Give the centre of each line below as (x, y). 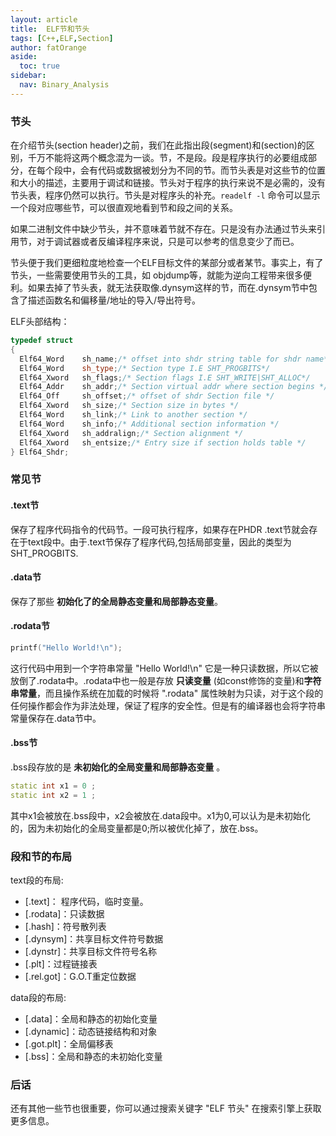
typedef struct (42, 341)
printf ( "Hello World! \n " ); (66, 647)
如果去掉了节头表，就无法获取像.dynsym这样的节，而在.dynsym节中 (168, 288)
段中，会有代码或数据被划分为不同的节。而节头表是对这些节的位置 (189, 170)
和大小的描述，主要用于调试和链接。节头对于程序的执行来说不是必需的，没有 (168, 183)
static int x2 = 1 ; (53, 795)
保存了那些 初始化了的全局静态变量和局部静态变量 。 (116, 601)
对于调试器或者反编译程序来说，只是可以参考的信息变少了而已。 (168, 242)
